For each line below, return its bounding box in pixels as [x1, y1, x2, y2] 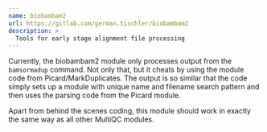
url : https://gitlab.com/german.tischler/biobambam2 [8, 19, 189, 27]
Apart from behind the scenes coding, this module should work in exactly [8, 106, 252, 116]
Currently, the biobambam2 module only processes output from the [8, 56, 232, 66]
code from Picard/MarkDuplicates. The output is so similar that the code [8, 73, 248, 83]
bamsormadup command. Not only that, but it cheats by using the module [8, 65, 244, 75]
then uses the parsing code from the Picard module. [8, 90, 181, 101]
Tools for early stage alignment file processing [15, 34, 185, 43]
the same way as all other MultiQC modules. [8, 114, 154, 125]
